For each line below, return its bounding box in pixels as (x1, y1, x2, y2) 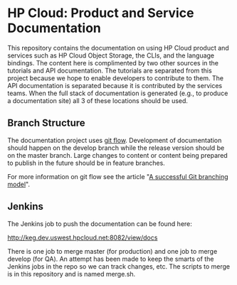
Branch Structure (7, 117, 85, 129)
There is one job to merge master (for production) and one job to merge (7, 247, 218, 255)
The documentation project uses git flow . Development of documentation (7, 136, 222, 144)
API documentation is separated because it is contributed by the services (7, 81, 223, 90)
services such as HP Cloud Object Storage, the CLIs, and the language (7, 51, 215, 60)
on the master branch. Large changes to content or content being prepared (7, 151, 228, 159)
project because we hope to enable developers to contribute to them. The (7, 73, 224, 82)
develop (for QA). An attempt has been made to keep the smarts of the (7, 254, 214, 263)
